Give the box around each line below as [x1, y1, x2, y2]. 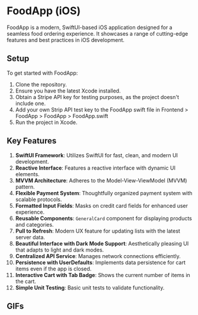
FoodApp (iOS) [7, 4, 81, 18]
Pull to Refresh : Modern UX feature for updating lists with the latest [15, 227, 180, 234]
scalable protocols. [15, 196, 62, 203]
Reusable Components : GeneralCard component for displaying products [15, 215, 192, 222]
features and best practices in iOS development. [7, 36, 125, 43]
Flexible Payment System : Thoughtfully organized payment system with [15, 189, 193, 196]
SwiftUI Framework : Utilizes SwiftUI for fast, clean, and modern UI [15, 151, 178, 158]
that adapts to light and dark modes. [15, 246, 104, 253]
